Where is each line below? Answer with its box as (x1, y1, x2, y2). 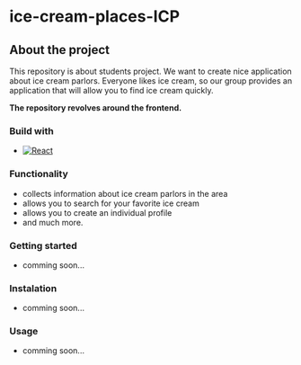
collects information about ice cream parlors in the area (22, 188, 228, 199)
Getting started (9, 239, 78, 252)
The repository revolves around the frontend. (9, 102, 182, 113)
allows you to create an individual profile (22, 207, 173, 218)
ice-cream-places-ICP (9, 6, 181, 27)
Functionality (9, 168, 69, 181)
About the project (9, 42, 111, 58)
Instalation (9, 281, 58, 294)
